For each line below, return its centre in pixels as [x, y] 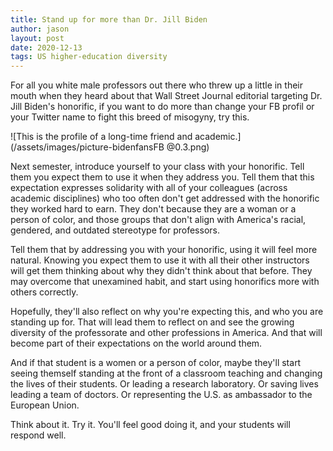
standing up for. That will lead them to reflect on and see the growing [152, 322]
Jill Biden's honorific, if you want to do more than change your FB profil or [162, 107]
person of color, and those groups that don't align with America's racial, [158, 220]
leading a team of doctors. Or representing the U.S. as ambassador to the [161, 395]
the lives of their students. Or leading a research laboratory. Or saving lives [164, 384]
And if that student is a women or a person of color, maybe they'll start [156, 363]
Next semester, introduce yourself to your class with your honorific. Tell [157, 167]
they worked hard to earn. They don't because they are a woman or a [153, 209]
